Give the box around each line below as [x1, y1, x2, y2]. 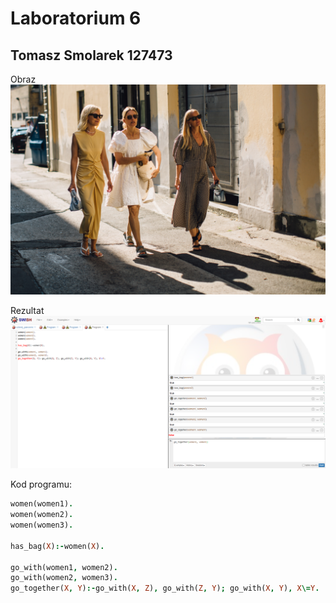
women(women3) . [10, 520, 74, 531]
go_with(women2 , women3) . [10, 573, 118, 583]
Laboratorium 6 [10, 7, 142, 30]
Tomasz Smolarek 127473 [10, 47, 173, 64]
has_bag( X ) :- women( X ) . [10, 541, 105, 551]
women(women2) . [10, 510, 74, 520]
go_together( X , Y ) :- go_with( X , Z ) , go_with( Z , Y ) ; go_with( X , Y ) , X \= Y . [10, 583, 320, 594]
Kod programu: [10, 478, 73, 491]
